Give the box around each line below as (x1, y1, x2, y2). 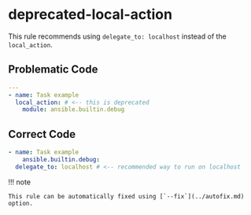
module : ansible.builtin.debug (22, 106, 125, 113)
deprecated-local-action (8, 6, 173, 24)
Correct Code (8, 128, 76, 141)
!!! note (8, 177, 31, 187)
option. (8, 199, 34, 207)
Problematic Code (8, 63, 98, 76)
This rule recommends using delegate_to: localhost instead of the (8, 32, 227, 41)
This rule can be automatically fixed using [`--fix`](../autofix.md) (8, 192, 245, 200)
